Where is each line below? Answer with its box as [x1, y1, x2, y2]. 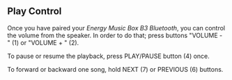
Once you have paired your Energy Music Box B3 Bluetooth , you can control [7, 23, 225, 32]
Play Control [7, 6, 62, 17]
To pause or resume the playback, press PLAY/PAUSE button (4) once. [7, 52, 210, 60]
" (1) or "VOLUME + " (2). [7, 38, 79, 47]
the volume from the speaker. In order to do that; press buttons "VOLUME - [7, 31, 223, 39]
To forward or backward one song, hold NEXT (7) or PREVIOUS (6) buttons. [7, 65, 224, 73]
